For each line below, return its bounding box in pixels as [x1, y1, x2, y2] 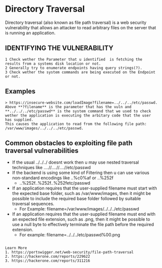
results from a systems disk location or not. [5, 61, 101, 66]
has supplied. [5, 117, 34, 122]
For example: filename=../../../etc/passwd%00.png [19, 232, 121, 238]
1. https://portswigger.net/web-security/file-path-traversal [5, 250, 134, 255]
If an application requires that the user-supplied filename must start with [12, 185, 157, 191]
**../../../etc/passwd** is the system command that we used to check [5, 109, 151, 114]
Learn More [5, 246, 27, 250]
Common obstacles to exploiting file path [5, 139, 133, 147]
